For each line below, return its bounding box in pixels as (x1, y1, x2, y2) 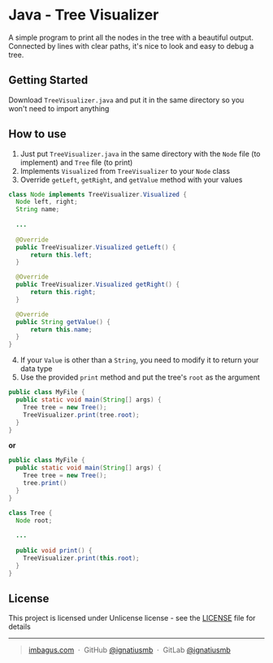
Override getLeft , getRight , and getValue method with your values (19, 175, 243, 184)
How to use (8, 128, 67, 141)
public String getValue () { (15, 318, 111, 326)
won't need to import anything (8, 103, 110, 113)
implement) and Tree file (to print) (19, 157, 133, 167)
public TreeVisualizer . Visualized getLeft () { (15, 243, 176, 251)
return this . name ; (29, 325, 93, 334)
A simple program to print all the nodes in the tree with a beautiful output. (8, 32, 254, 42)
